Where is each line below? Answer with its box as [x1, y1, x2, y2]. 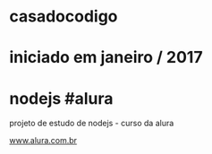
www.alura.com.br [9, 135, 78, 146]
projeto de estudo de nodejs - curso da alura [9, 118, 174, 129]
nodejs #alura [9, 88, 114, 108]
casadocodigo [9, 6, 118, 27]
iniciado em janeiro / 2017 [9, 47, 203, 68]
